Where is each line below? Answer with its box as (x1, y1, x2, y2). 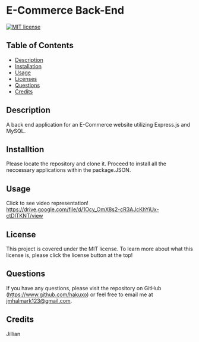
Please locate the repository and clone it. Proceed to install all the (6, 160, 166, 167)
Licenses (14, 75, 37, 82)
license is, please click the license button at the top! (6, 252, 133, 259)
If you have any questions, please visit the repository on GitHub (6, 284, 162, 291)
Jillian (6, 330, 21, 337)
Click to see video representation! (6, 200, 89, 207)
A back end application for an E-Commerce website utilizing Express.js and (6, 121, 191, 128)
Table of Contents (6, 40, 74, 51)
